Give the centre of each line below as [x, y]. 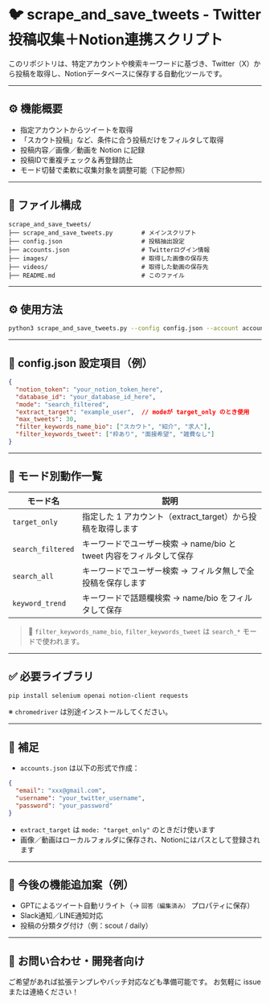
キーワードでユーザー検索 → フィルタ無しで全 [168, 570]
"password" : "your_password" [64, 806]
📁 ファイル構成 [45, 205]
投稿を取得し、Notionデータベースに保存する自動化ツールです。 [121, 73]
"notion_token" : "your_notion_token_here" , [89, 390]
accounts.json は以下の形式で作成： [80, 768]
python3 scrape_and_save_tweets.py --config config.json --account [124, 329]
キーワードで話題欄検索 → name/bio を [155, 598]
